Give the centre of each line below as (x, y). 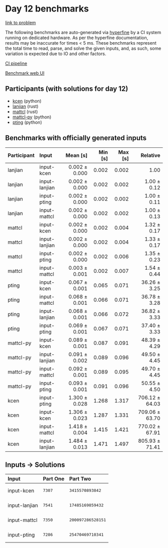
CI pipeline (16, 63)
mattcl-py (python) (32, 117)
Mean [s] (76, 155)
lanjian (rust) (25, 106)
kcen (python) (27, 101)
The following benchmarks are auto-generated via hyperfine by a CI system (83, 32)
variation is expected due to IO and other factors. (56, 54)
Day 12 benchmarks (47, 9)
